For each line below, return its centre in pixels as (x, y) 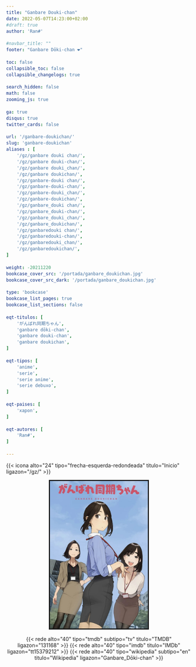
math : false (21, 93)
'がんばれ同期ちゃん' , (41, 323)
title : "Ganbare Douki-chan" (42, 12)
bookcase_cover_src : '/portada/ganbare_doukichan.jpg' (75, 274)
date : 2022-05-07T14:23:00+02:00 (47, 19)
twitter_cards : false (33, 124)
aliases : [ (21, 149)
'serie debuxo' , (37, 386)
